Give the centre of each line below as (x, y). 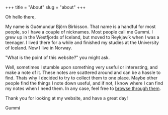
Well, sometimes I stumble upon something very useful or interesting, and (81, 67)
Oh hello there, (21, 17)
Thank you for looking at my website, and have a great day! (67, 98)
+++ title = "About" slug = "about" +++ (46, 7)
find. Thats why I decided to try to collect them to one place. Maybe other (81, 78)
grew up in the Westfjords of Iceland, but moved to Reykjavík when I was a (82, 37)
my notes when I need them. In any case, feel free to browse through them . (83, 88)
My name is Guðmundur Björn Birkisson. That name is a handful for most (80, 26)
